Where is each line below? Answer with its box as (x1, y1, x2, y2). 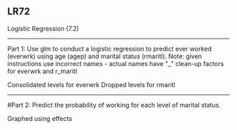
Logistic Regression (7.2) (7, 24, 80, 32)
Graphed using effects (7, 114, 73, 122)
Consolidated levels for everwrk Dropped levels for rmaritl (7, 80, 176, 89)
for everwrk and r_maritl (7, 67, 78, 75)
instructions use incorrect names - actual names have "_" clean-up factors (7, 59, 224, 67)
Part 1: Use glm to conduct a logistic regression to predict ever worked (7, 44, 212, 53)
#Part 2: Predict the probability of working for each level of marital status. (7, 100, 221, 109)
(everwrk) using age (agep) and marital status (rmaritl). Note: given (7, 52, 202, 60)
